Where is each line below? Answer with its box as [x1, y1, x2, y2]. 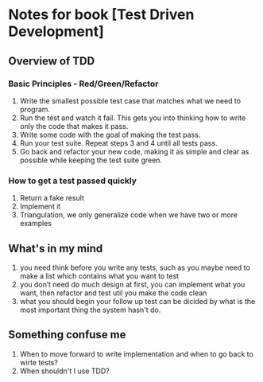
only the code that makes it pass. [19, 121, 129, 131]
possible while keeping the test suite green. [19, 155, 163, 165]
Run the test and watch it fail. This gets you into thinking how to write [19, 113, 246, 123]
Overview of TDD [8, 54, 95, 68]
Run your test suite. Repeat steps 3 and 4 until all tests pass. [19, 138, 218, 148]
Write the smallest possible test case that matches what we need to [19, 95, 241, 105]
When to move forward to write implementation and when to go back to [19, 349, 254, 359]
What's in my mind [8, 241, 103, 255]
